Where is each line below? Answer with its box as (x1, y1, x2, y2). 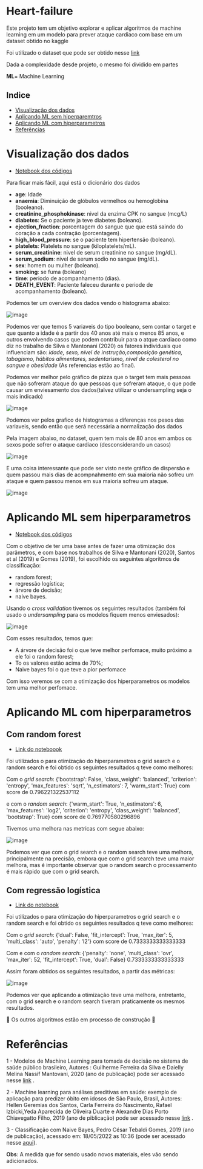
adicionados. (6, 1157, 39, 1165)
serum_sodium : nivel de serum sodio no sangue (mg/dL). (15, 255, 159, 262)
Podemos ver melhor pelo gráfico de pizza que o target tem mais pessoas (6, 373, 191, 380)
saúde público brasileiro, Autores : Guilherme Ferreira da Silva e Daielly (6, 1064, 184, 1071)
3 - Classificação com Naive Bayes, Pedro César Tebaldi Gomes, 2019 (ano (6, 1126, 195, 1134)
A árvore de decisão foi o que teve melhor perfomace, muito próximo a (15, 646, 192, 654)
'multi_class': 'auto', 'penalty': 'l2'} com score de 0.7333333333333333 (6, 938, 186, 945)
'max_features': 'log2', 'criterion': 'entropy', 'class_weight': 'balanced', (6, 806, 181, 814)
